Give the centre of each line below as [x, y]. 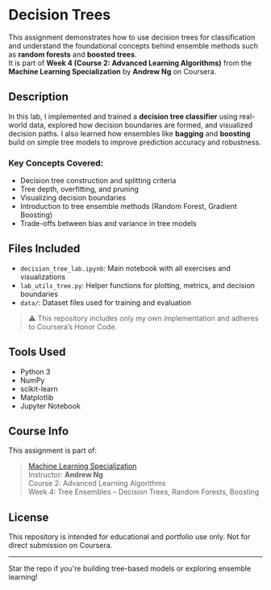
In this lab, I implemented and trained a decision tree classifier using [123, 116]
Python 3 [35, 371]
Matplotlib [37, 397]
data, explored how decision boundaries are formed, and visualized [141, 125]
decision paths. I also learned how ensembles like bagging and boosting [129, 133]
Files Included [44, 249]
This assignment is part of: [53, 450]
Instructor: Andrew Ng [65, 475]
